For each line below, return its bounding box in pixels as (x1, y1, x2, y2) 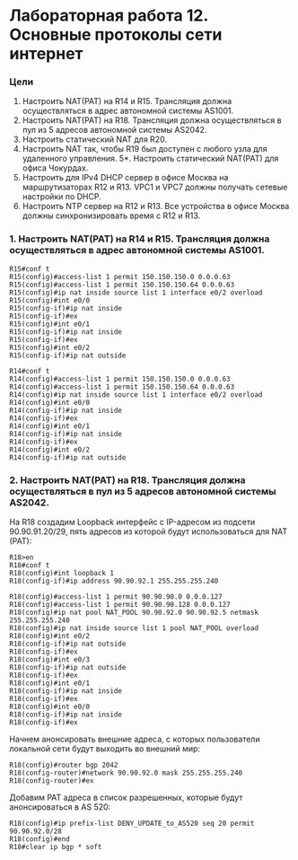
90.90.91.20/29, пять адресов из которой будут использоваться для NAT (9, 526, 288, 537)
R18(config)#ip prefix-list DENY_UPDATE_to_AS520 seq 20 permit (9, 819, 255, 829)
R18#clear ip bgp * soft (9, 843, 102, 852)
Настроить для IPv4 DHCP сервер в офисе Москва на (22, 172, 229, 183)
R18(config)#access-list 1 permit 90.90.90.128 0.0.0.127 (9, 601, 231, 610)
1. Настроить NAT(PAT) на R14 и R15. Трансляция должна (9, 233, 270, 245)
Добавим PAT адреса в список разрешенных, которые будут (9, 792, 243, 803)
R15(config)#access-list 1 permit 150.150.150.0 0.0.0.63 (9, 272, 231, 281)
